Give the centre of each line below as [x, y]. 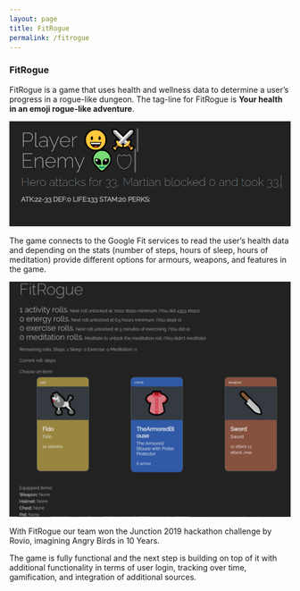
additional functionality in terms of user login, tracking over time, [128, 568]
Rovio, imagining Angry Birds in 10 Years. [85, 541]
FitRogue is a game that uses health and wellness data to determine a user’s [149, 89]
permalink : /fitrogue [50, 38]
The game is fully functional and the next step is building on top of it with [143, 558]
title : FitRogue [39, 28]
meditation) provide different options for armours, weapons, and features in [148, 259]
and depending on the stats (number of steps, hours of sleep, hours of [139, 249]
